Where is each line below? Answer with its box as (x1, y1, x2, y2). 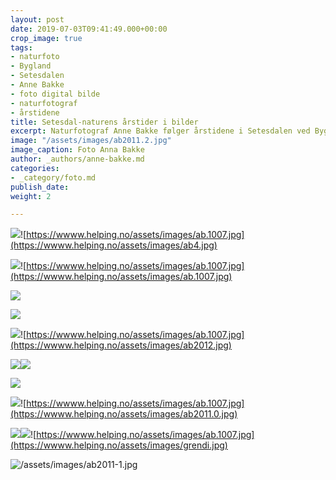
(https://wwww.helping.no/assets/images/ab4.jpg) (10, 239, 218, 251)
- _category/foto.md (10, 172, 97, 183)
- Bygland (10, 61, 52, 71)
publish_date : (10, 182, 70, 192)
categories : (10, 163, 60, 173)
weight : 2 (10, 191, 52, 201)
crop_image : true (10, 33, 83, 43)
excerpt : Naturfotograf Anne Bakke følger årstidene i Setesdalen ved (10, 126, 311, 136)
